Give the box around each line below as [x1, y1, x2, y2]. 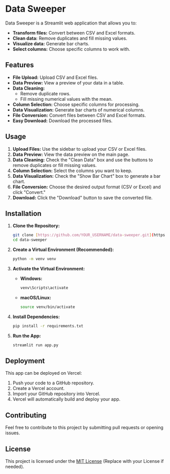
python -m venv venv [12, 257, 56, 262]
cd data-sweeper [12, 237, 47, 242]
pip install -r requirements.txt [12, 323, 84, 328]
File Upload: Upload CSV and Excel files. [12, 74, 98, 80]
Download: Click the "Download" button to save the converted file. [12, 194, 153, 201]
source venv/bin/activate [20, 304, 75, 310]
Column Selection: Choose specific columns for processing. [12, 101, 140, 107]
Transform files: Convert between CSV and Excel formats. [12, 30, 135, 36]
